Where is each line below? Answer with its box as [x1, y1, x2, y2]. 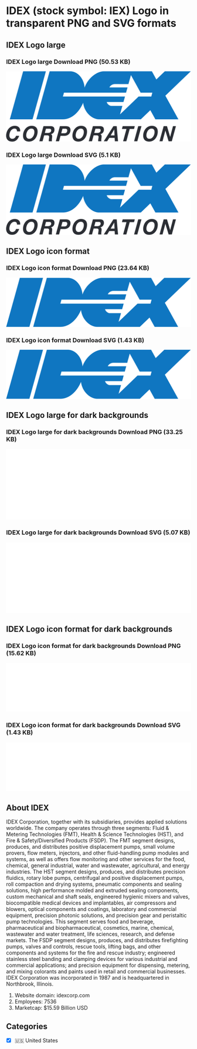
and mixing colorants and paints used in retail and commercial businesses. [6, 968, 186, 975]
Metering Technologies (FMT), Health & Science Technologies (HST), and [6, 831, 184, 838]
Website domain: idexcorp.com [14, 992, 90, 999]
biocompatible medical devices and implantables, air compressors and [6, 899, 177, 906]
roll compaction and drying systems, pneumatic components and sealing [6, 881, 182, 888]
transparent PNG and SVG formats [6, 16, 177, 30]
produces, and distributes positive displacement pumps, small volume [6, 844, 175, 851]
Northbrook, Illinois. [6, 980, 54, 987]
